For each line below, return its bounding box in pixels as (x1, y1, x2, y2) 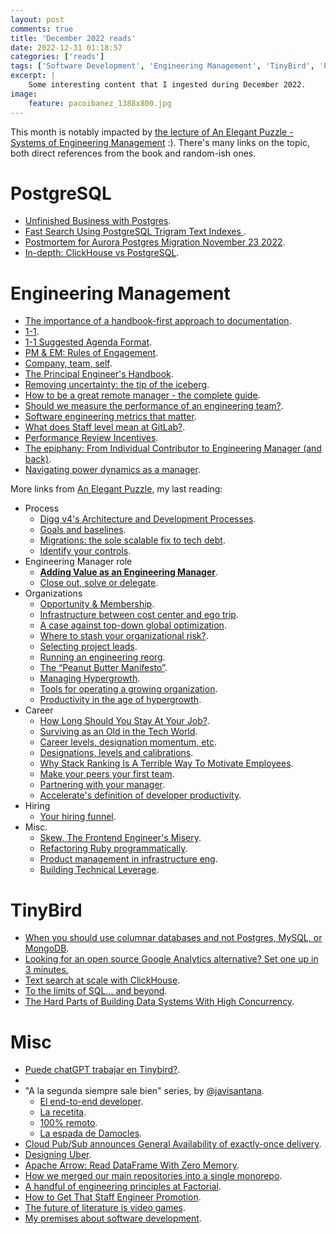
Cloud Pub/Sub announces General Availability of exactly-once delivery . (24, 1138, 322, 1150)
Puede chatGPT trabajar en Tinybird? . (24, 1064, 181, 1076)
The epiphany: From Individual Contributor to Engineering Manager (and (24, 442, 322, 455)
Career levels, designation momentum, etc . (39, 736, 217, 748)
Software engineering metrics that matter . (24, 411, 197, 423)
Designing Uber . (24, 1149, 92, 1161)
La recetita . (39, 1106, 87, 1118)
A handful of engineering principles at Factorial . (24, 1181, 222, 1193)
